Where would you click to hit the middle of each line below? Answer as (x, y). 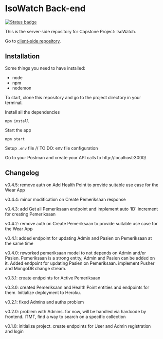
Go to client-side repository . (33, 41)
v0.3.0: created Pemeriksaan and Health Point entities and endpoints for (77, 287)
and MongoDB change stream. (36, 268)
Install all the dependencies (32, 112)
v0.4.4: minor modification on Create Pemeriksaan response (65, 199)
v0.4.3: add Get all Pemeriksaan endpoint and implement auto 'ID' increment (81, 209)
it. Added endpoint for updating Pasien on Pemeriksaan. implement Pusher (80, 263)
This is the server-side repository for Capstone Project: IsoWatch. (71, 31)
